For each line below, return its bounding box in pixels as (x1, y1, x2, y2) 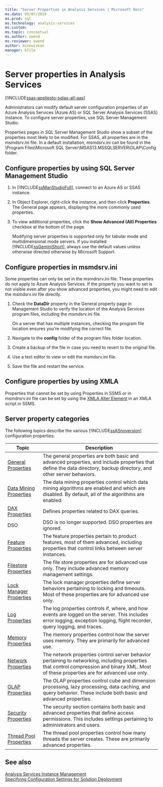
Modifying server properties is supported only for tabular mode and (12, 234, 147, 240)
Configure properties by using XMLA (5, 377, 119, 386)
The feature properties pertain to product (43, 532, 137, 539)
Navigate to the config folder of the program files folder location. (12, 335, 142, 341)
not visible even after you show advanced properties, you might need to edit (5, 286, 158, 292)
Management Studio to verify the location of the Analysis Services (12, 306, 145, 312)
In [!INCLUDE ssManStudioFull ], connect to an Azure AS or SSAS (12, 185, 141, 190)
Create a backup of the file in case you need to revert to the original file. (12, 344, 156, 350)
